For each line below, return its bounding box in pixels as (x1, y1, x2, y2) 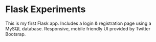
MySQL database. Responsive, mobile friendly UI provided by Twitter (5, 25, 151, 31)
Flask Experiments (5, 4, 86, 15)
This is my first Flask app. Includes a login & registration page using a (5, 20, 152, 26)
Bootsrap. (5, 31, 26, 37)
